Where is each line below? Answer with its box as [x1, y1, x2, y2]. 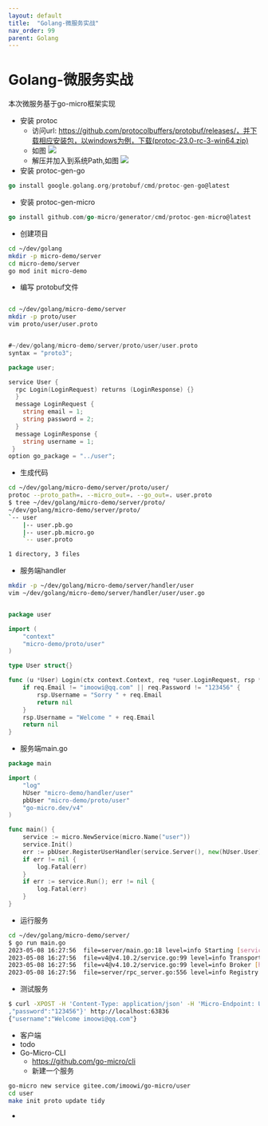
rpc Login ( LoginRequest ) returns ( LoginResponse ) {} [15, 385, 195, 393]
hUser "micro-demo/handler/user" [22, 789, 134, 797]
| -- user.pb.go [22, 521, 73, 529]
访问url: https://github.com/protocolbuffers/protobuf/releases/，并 [31, 126, 250, 136]
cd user [8, 1089, 34, 1097]
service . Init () [22, 841, 73, 848]
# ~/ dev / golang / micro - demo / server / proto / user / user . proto [8, 341, 198, 350]
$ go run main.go [8, 939, 66, 947]
